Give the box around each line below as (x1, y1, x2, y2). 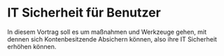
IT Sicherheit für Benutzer (7, 5, 161, 21)
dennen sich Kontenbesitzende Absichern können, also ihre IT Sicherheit (7, 35, 217, 43)
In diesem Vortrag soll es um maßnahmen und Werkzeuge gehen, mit (7, 28, 206, 36)
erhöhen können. (7, 42, 57, 50)
